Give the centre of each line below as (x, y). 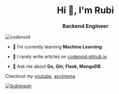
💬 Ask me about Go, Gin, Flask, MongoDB (56, 66)
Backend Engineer (85, 26)
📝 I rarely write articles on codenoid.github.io (60, 57)
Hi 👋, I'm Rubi (85, 10)
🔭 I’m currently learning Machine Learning (57, 47)
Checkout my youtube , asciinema (40, 76)
